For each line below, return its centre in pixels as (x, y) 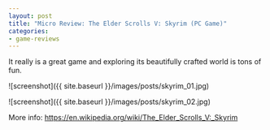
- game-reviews (34, 39)
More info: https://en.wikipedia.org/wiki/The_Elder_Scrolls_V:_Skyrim (123, 118)
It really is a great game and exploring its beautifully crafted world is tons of (135, 62)
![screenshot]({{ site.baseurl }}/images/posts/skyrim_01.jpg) (109, 86)
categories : (28, 31)
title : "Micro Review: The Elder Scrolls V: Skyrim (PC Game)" (118, 24)
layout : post (30, 16)
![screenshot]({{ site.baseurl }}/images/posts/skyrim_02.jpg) (110, 102)
